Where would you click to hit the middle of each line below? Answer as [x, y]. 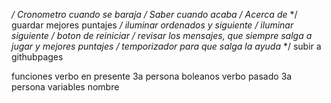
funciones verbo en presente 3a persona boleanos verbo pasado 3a [152, 76]
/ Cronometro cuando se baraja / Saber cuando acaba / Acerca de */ [154, 14]
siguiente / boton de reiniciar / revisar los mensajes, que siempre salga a [162, 35]
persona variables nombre [65, 87]
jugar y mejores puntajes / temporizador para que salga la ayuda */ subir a [166, 46]
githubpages [37, 57]
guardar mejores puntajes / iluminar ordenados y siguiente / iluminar [152, 25]
